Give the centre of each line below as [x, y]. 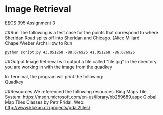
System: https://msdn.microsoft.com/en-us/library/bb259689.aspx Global [81, 97]
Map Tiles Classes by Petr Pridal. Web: [45, 102]
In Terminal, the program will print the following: [54, 76]
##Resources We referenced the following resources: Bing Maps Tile [76, 91]
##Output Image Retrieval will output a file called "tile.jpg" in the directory [81, 61]
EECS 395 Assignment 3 [30, 23]
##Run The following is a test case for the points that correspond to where [81, 32]
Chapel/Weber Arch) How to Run [39, 43]
